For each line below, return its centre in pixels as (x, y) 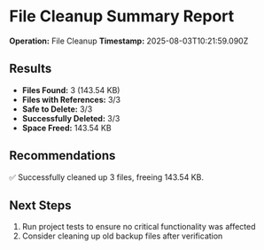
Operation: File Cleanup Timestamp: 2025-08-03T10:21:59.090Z (129, 41)
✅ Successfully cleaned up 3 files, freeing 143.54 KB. (106, 177)
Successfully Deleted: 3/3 (71, 118)
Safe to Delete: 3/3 (57, 109)
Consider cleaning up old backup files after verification (122, 236)
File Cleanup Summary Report (122, 16)
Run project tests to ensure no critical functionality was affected (139, 227)
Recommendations (62, 156)
